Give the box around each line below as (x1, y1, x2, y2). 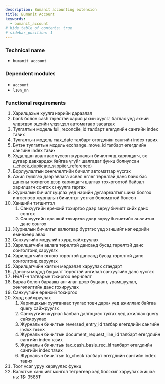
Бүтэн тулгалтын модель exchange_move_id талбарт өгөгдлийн (12, 142, 147, 148)
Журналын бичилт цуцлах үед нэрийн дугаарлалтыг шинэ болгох (12, 189, 152, 195)
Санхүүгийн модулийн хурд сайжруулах (12, 236, 99, 243)
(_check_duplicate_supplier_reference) (12, 163, 92, 169)
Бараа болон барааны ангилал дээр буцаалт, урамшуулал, (12, 278, 138, 285)
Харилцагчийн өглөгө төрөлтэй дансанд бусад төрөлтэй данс (12, 252, 144, 258)
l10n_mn (12, 88, 29, 93)
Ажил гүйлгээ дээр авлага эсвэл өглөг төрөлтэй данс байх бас (12, 173, 147, 179)
